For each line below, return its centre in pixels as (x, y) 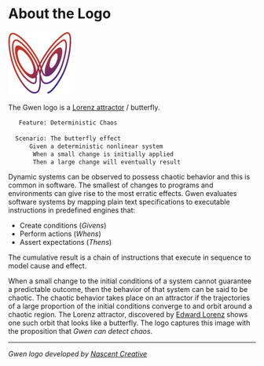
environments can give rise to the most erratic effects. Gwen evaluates (123, 193)
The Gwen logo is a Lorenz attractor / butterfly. (84, 107)
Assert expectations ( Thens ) (66, 242)
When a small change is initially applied (103, 154)
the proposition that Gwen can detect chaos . (81, 331)
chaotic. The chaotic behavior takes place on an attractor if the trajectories (129, 298)
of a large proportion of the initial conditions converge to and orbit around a (130, 306)
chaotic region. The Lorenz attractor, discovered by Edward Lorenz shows (128, 314)
